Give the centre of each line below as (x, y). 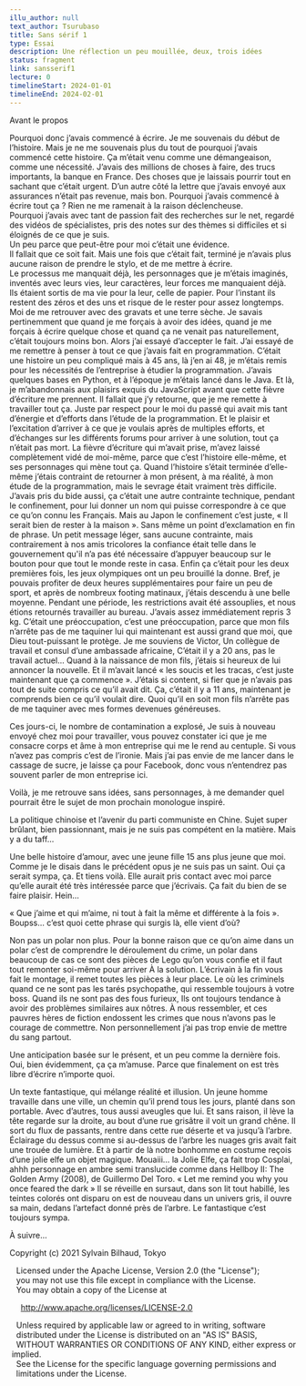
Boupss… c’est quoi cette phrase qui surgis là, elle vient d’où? (125, 922)
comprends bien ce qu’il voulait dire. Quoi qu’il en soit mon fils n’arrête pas (149, 698)
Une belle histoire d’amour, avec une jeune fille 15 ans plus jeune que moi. (148, 856)
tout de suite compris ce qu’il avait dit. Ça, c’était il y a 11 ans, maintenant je (150, 689)
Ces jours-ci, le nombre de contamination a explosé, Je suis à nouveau (143, 726)
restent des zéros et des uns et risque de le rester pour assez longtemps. (147, 302)
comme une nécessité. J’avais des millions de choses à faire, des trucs (143, 167)
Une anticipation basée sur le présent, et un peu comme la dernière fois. (145, 1055)
